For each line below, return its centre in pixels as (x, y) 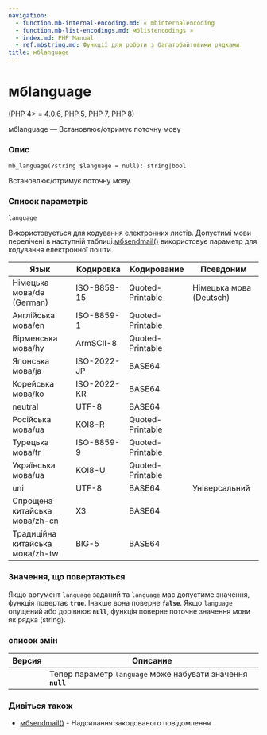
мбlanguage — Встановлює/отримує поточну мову (95, 129)
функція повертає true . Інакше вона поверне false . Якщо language (120, 602)
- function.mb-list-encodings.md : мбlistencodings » (104, 30)
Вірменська (35, 338)
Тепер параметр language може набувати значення (148, 674)
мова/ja (27, 371)
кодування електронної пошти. (61, 249)
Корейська (33, 383)
